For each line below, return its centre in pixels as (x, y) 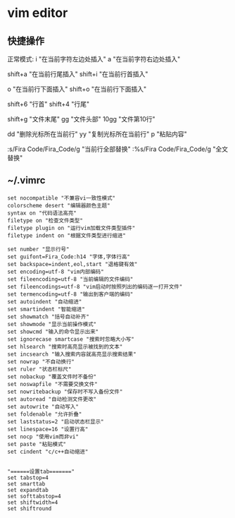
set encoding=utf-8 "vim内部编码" (56, 272)
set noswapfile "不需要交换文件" (52, 384)
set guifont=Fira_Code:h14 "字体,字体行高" (69, 257)
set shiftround (30, 508)
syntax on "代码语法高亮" (42, 213)
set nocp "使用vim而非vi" (43, 436)
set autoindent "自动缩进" (45, 301)
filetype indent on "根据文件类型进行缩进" (67, 235)
